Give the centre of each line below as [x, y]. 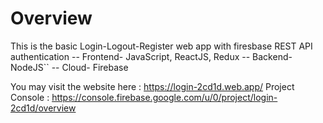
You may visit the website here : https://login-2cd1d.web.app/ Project [152, 86]
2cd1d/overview [43, 108]
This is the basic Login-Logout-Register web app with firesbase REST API [161, 46]
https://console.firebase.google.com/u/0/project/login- [164, 97]
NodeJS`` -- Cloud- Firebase [69, 67]
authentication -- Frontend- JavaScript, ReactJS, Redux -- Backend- [151, 56]
